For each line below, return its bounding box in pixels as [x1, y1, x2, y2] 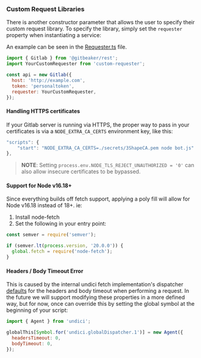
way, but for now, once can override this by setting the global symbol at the [6, 300, 195, 308]
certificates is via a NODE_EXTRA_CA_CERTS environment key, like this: [6, 127, 173, 135]
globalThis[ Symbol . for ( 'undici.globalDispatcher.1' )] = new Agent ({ [6, 329, 183, 336]
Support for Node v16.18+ [6, 182, 72, 189]
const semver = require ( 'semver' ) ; [6, 232, 97, 238]
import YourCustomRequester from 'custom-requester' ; [6, 61, 146, 67]
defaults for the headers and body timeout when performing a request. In [6, 287, 189, 295]
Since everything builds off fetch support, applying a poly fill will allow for [6, 195, 190, 202]
